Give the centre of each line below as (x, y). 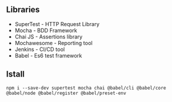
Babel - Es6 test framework (48, 55)
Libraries (23, 10)
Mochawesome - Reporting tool (54, 43)
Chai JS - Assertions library (49, 36)
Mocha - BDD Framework (46, 30)
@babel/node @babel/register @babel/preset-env (66, 93)
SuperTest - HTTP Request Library (57, 24)
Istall (15, 74)
